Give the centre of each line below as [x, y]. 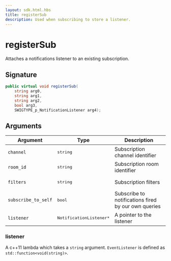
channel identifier [135, 155]
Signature [21, 75]
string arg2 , [28, 100]
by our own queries [138, 207]
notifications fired [135, 200]
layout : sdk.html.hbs [28, 10]
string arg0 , [28, 91]
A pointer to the [133, 215]
